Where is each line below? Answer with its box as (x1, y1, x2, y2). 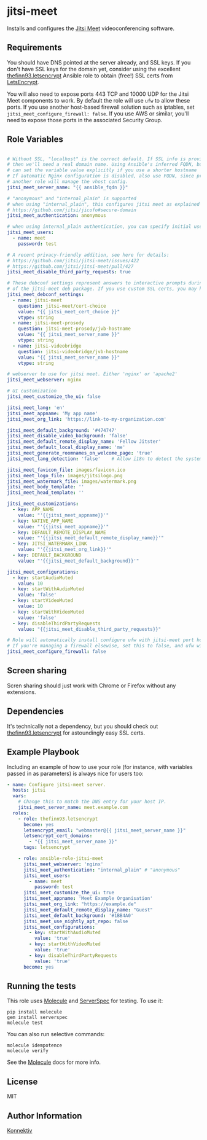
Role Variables (7, 134, 63, 145)
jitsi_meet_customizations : (7, 501, 79, 507)
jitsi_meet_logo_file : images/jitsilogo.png (7, 472, 123, 478)
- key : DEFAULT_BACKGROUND (12, 552, 82, 558)
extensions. (7, 688, 36, 695)
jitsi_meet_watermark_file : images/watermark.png (7, 478, 137, 485)
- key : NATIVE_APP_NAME (12, 518, 73, 524)
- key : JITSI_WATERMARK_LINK (12, 541, 87, 547)
